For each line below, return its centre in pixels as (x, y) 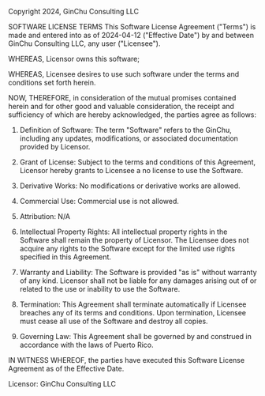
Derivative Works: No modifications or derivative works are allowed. (130, 186)
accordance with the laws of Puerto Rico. (86, 345)
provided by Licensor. (55, 147)
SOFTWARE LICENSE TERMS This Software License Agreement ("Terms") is (132, 26)
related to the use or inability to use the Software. (100, 289)
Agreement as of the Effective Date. (66, 368)
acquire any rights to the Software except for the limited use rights (127, 249)
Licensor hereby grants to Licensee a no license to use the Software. (131, 170)
